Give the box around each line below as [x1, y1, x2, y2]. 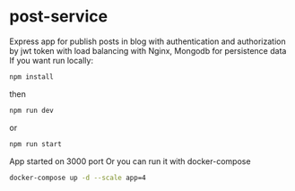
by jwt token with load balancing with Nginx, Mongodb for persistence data [9, 45, 287, 56]
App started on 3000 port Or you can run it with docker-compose [9, 155, 251, 167]
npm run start [9, 139, 63, 149]
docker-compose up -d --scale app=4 [9, 173, 146, 182]
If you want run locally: [9, 55, 94, 65]
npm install [9, 72, 54, 82]
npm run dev [9, 106, 54, 115]
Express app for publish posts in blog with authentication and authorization [9, 36, 286, 47]
